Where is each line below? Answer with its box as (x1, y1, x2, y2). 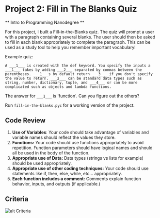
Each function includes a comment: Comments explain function (12, 176, 142, 182)
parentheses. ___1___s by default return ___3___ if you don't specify (5, 71, 153, 76)
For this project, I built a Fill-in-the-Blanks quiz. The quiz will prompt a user (5, 29, 155, 34)
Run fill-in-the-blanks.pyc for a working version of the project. (5, 102, 135, 108)
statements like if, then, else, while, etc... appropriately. (12, 170, 122, 176)
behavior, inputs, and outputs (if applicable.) (12, 181, 100, 186)
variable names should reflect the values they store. (12, 134, 116, 140)
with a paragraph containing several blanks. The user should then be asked (5, 34, 156, 40)
